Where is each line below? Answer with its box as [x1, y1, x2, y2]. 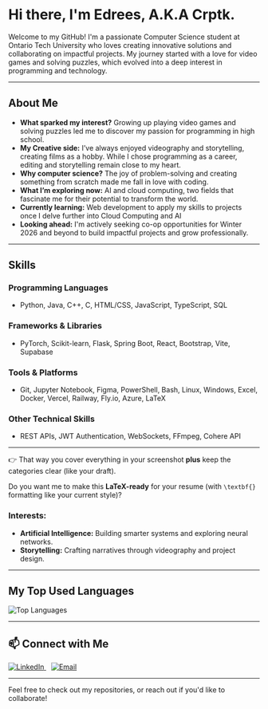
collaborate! [8, 694, 48, 703]
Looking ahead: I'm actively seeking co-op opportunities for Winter [19, 219, 242, 229]
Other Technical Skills [8, 413, 96, 424]
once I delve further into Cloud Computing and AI [19, 211, 182, 220]
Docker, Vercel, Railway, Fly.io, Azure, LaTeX [19, 393, 166, 404]
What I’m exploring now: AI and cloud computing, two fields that [19, 185, 234, 195]
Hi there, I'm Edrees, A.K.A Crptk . [8, 6, 235, 24]
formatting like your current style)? [8, 490, 122, 500]
